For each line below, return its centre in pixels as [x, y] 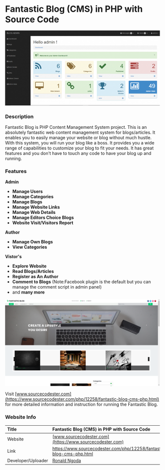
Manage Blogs [27, 202]
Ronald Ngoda [67, 460]
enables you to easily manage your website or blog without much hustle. [78, 138]
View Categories [30, 247]
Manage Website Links [36, 207]
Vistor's [14, 257]
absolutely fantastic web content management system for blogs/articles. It [80, 132]
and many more [28, 292]
